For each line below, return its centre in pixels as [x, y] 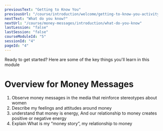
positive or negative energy [39, 118]
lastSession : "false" [27, 32]
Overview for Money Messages [69, 84]
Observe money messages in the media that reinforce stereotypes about [84, 98]
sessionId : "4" [20, 41]
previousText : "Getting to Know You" [43, 9]
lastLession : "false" [27, 28]
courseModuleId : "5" [26, 37]
